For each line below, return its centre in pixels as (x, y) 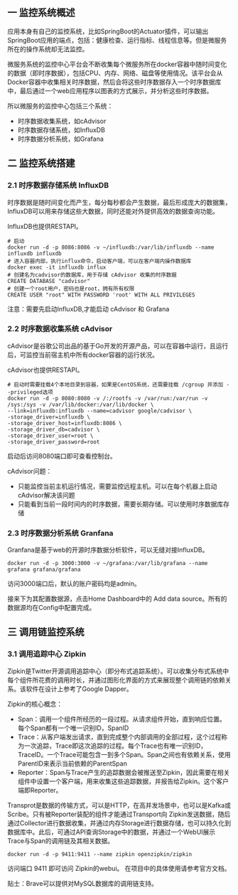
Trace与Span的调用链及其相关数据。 (61, 840)
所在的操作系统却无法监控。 (48, 49)
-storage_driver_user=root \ (50, 436)
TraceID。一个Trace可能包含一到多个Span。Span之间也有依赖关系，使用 (124, 754)
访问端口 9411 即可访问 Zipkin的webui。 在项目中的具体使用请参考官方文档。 (119, 868)
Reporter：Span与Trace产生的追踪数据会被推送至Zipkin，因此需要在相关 (124, 772)
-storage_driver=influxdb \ (49, 417)
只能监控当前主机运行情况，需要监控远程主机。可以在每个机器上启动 (117, 486)
